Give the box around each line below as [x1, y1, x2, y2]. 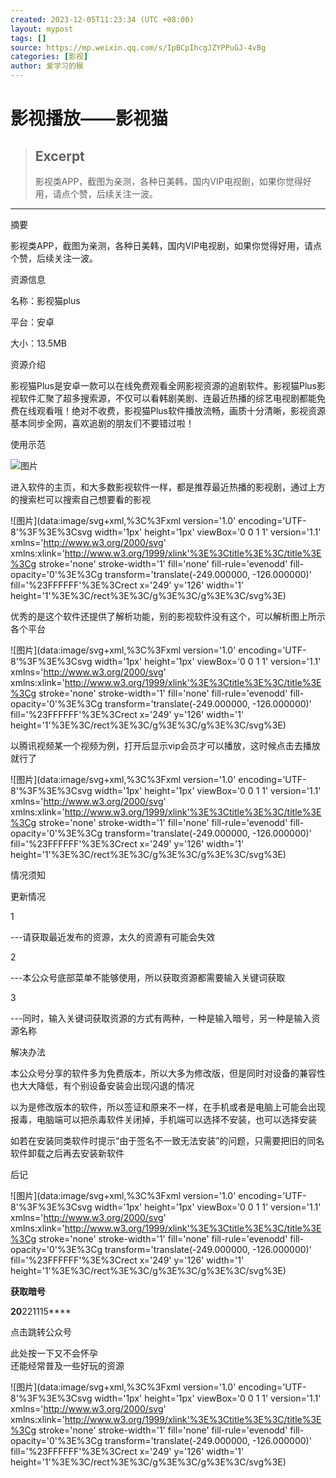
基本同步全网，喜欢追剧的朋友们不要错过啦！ [10, 417, 195, 429]
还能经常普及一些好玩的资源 [10, 1360, 125, 1371]
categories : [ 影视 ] [10, 52, 89, 62]
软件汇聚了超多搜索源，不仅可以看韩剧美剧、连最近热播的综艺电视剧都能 [18, 392, 317, 404]
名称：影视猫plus [10, 295, 81, 306]
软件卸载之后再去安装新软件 [10, 1147, 125, 1159]
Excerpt [34, 147, 85, 165]
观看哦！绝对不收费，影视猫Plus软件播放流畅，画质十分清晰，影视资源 [36, 405, 326, 416]
